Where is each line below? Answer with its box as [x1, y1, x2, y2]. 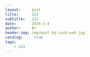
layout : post [5, 7, 41, 12]
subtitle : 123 [5, 16, 39, 21]
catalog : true [5, 35, 43, 40]
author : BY [5, 26, 37, 31]
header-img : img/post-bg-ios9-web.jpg [5, 30, 85, 35]
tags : [5, 40, 16, 45]
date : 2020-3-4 [5, 21, 50, 26]
